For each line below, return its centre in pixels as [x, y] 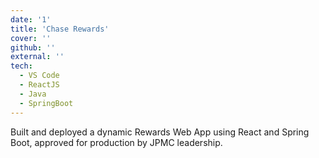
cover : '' [31, 38]
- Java [33, 94]
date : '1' [31, 19]
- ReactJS [39, 85]
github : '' [33, 47]
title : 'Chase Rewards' [60, 29]
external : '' [37, 57]
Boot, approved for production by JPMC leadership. [116, 142]
